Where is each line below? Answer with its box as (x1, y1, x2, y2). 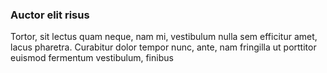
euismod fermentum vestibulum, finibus (10, 52, 174, 64)
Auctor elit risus (10, 8, 90, 22)
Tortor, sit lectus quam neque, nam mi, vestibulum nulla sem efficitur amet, (10, 31, 318, 43)
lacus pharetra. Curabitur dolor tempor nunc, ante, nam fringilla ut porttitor (10, 41, 317, 53)
